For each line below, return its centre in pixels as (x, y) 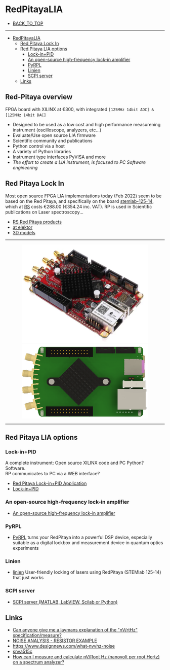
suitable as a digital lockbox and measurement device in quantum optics (88, 543)
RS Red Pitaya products (37, 222)
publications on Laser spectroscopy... (44, 212)
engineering (25, 167)
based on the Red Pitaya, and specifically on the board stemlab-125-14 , (80, 201)
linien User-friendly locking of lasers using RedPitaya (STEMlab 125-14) (87, 572)
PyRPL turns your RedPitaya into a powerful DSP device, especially (82, 537)
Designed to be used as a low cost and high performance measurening (87, 124)
